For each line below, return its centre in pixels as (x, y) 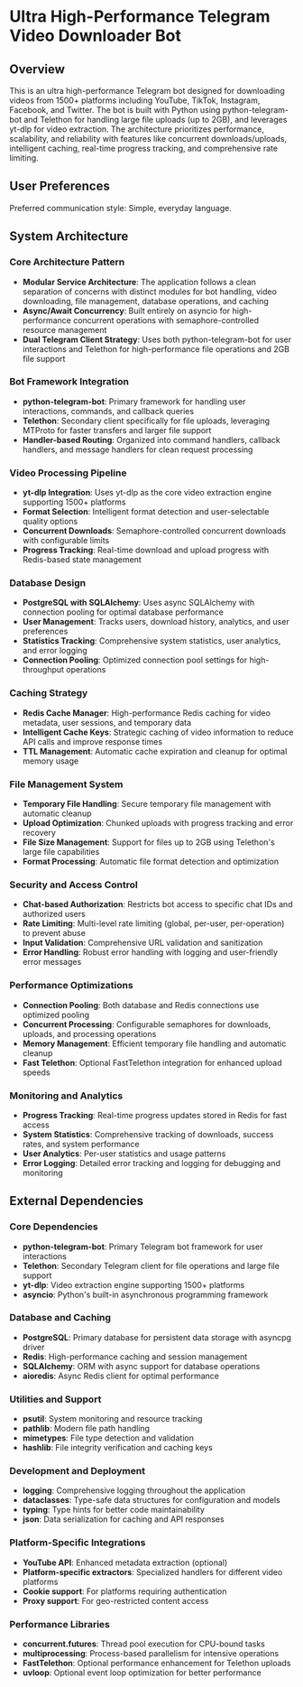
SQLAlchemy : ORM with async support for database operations (141, 1366)
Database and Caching (60, 1318)
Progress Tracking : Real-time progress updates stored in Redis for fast (155, 1115)
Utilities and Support (55, 1399)
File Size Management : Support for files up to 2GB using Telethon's (148, 842)
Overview (37, 69)
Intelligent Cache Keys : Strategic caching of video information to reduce (158, 732)
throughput (43, 670)
